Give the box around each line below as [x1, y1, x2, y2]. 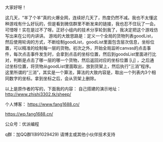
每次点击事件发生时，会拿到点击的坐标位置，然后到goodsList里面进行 [13, 51, 152, 57]
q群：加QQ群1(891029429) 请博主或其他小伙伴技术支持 [5, 131, 115, 137]
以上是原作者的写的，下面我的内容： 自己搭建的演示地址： [5, 86, 121, 91]
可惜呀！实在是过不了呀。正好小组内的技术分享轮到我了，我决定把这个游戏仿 [5, 27, 158, 33]
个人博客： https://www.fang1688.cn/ [5, 102, 80, 107]
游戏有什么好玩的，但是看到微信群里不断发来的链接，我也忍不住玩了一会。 [9, 21, 158, 26]
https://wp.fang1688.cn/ [5, 111, 53, 117]
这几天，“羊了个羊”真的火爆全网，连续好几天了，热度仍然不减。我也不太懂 [5, 15, 154, 20]
